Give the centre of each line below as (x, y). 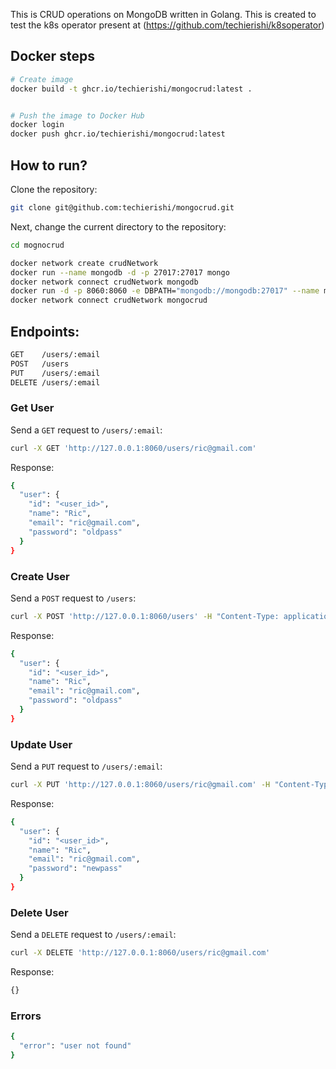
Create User (40, 576)
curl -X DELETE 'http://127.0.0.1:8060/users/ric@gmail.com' (140, 953)
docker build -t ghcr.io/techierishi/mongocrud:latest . (131, 89)
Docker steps (52, 56)
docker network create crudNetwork (84, 263)
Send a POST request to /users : (73, 598)
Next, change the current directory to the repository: (118, 226)
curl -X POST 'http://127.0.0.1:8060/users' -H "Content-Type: (145, 616)
